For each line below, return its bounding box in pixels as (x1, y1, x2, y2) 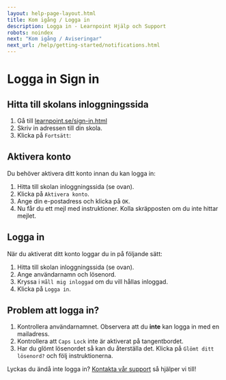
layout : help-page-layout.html (7, 10, 96, 17)
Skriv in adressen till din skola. (16, 124, 102, 132)
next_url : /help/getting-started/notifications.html (7, 42, 160, 49)
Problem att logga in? (7, 305, 100, 316)
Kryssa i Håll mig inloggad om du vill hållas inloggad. (16, 277, 169, 286)
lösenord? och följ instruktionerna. (16, 352, 113, 360)
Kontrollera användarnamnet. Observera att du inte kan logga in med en (16, 322, 220, 331)
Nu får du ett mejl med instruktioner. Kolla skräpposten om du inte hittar (16, 204, 218, 212)
